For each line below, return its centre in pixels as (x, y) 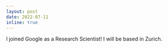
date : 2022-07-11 (27, 17)
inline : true (22, 22)
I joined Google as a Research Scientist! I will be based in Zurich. (84, 39)
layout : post (22, 11)
